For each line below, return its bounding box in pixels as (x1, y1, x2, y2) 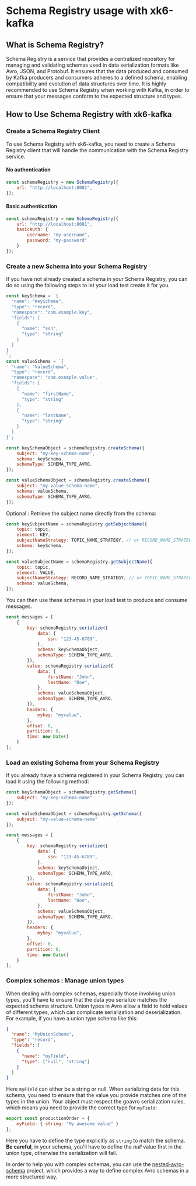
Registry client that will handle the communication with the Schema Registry (6, 146, 188, 153)
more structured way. (6, 1173, 58, 1180)
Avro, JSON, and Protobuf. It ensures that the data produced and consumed (6, 68, 188, 74)
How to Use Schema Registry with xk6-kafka (6, 109, 172, 119)
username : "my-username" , (27, 232, 90, 238)
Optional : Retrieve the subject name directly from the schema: (6, 510, 156, 517)
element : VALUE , (16, 569, 57, 576)
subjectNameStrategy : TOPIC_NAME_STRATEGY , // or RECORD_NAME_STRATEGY (16, 537, 194, 544)
